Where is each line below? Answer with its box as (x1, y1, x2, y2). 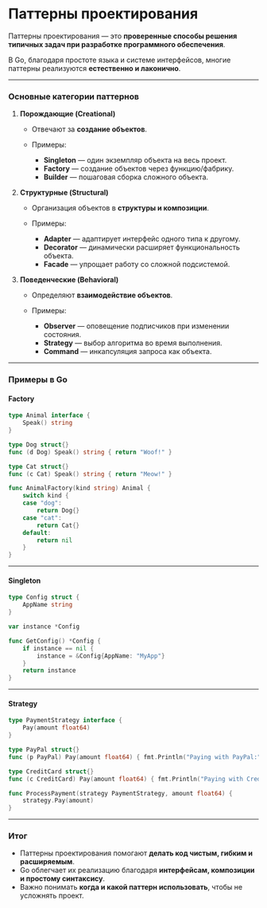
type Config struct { (8, 593, 80, 602)
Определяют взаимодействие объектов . (31, 290, 173, 300)
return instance (22, 666, 77, 674)
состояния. (43, 330, 82, 340)
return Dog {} (37, 507, 80, 515)
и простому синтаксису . (19, 874, 106, 883)
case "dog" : (22, 499, 62, 507)
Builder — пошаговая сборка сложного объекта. (43, 172, 209, 182)
